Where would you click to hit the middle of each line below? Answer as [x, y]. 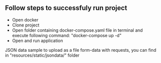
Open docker [25, 20]
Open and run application [37, 41]
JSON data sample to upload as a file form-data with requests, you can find [81, 50]
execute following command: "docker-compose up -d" [67, 35]
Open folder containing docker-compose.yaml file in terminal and [77, 30]
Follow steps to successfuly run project [66, 8]
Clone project [26, 25]
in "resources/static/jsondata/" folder [42, 55]
